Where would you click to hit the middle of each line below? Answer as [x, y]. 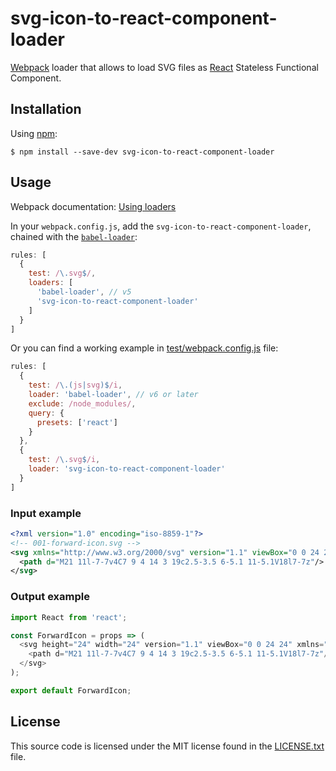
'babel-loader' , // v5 [84, 292]
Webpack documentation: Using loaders [93, 206]
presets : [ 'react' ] [77, 422]
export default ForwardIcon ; [71, 690]
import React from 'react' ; [69, 617]
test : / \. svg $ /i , [64, 460]
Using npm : [34, 133]
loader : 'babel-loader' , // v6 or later [113, 395]
